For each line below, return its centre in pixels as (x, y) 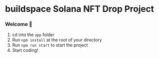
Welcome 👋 (19, 24)
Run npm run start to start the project (50, 45)
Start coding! (25, 50)
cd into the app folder (33, 35)
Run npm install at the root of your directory (57, 40)
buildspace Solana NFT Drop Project (79, 9)
